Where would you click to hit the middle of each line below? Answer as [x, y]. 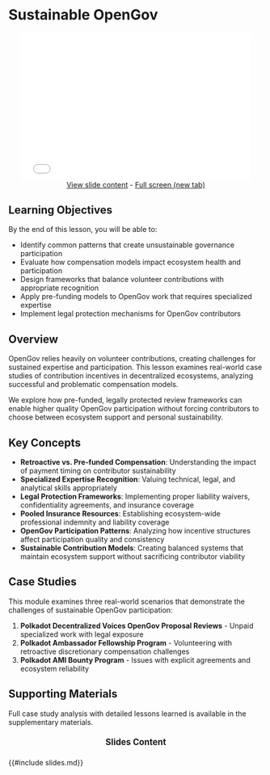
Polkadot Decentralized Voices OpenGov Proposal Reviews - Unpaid [137, 625]
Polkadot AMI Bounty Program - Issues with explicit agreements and [135, 659]
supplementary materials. [51, 722]
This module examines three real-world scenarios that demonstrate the [127, 601]
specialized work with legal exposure [82, 634]
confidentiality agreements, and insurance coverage [107, 505]
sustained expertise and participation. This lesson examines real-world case [135, 367]
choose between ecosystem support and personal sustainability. [116, 417]
